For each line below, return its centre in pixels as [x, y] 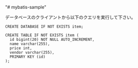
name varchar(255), [30, 44]
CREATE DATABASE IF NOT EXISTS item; [44, 27]
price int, [21, 48]
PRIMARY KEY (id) [28, 57]
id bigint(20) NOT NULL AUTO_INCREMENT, [52, 39]
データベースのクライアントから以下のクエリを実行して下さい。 [70, 17]
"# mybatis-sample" [26, 7]
